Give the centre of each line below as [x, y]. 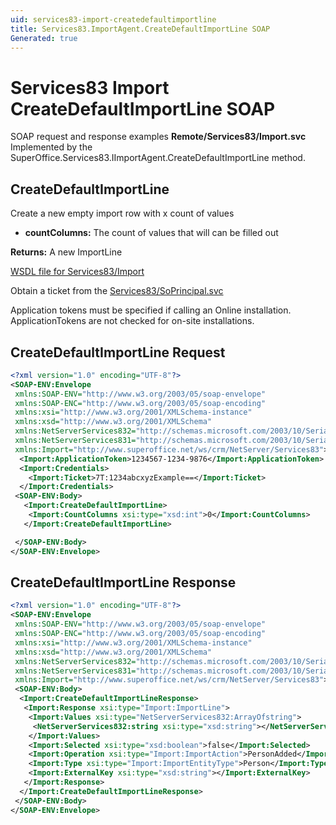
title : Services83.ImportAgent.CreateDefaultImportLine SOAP [140, 29]
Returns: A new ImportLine [66, 252]
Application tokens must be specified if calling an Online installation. [151, 310]
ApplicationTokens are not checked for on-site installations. [132, 321]
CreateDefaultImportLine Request [118, 352]
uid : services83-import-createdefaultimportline [113, 19]
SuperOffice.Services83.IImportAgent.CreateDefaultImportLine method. [158, 158]
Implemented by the [51, 147]
